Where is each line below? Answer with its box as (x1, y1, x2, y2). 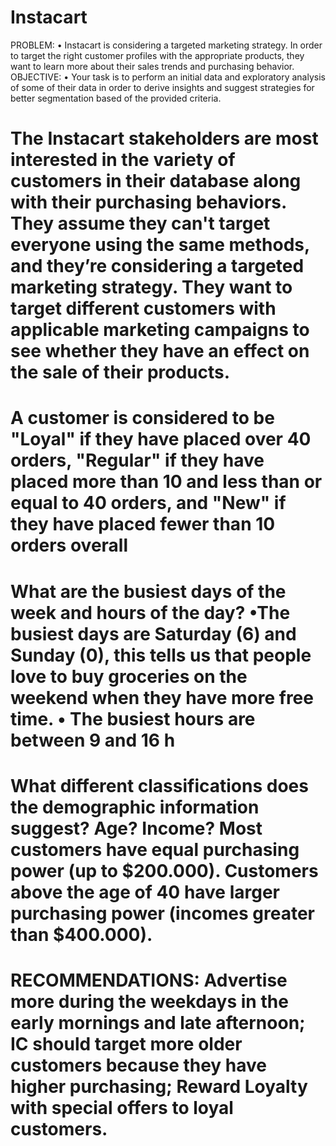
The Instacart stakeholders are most (10, 127, 319, 150)
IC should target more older (10, 1032, 243, 1055)
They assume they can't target (10, 212, 271, 235)
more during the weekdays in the (10, 990, 289, 1013)
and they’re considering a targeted (10, 255, 305, 278)
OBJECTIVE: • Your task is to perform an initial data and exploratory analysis (10, 71, 326, 83)
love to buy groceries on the (10, 665, 248, 688)
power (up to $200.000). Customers (10, 859, 319, 882)
